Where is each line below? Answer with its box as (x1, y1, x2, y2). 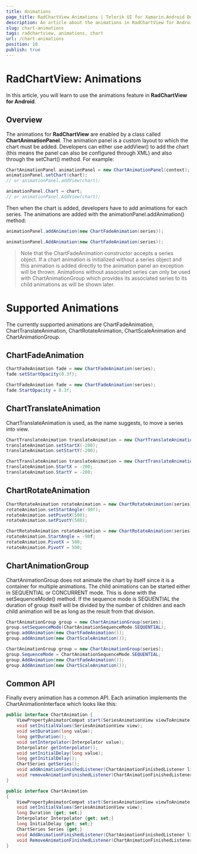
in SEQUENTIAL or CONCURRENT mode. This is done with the (6, 589, 157, 596)
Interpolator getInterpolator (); (16, 745, 98, 751)
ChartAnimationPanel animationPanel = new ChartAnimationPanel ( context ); (6, 167, 191, 173)
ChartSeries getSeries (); (16, 761, 80, 767)
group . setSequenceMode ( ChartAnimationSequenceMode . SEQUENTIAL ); (6, 624, 167, 631)
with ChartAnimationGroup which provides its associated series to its (20, 274, 188, 282)
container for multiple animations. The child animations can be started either (6, 582, 191, 590)
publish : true (6, 47, 41, 53)
